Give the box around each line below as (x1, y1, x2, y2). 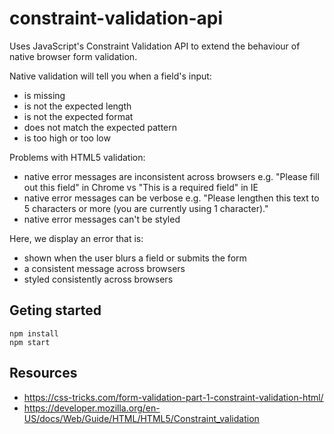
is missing (23, 89, 66, 101)
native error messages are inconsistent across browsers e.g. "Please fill (23, 170, 320, 182)
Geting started (9, 302, 102, 319)
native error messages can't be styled (23, 213, 181, 225)
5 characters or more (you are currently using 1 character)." (23, 202, 269, 214)
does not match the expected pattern (23, 121, 178, 133)
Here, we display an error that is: (9, 232, 144, 244)
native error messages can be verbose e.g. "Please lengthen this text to (23, 192, 320, 204)
